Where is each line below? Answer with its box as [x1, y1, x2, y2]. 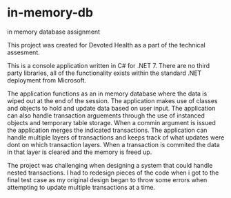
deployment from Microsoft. [7, 76, 87, 84]
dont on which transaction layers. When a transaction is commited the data [7, 140, 221, 148]
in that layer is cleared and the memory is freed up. [7, 148, 152, 156]
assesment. [7, 48, 40, 56]
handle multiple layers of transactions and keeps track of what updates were [7, 133, 225, 142]
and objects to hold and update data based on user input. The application [7, 104, 216, 112]
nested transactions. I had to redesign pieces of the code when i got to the [7, 168, 219, 177]
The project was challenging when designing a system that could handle [7, 161, 213, 169]
